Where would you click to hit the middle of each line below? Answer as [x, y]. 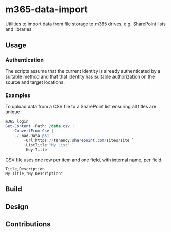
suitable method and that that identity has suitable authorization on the [80, 76]
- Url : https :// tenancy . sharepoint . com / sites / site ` [79, 140]
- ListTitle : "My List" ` [49, 145]
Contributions [28, 224]
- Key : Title [35, 150]
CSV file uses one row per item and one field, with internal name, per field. [84, 160]
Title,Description [25, 169]
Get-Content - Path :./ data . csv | [40, 126]
